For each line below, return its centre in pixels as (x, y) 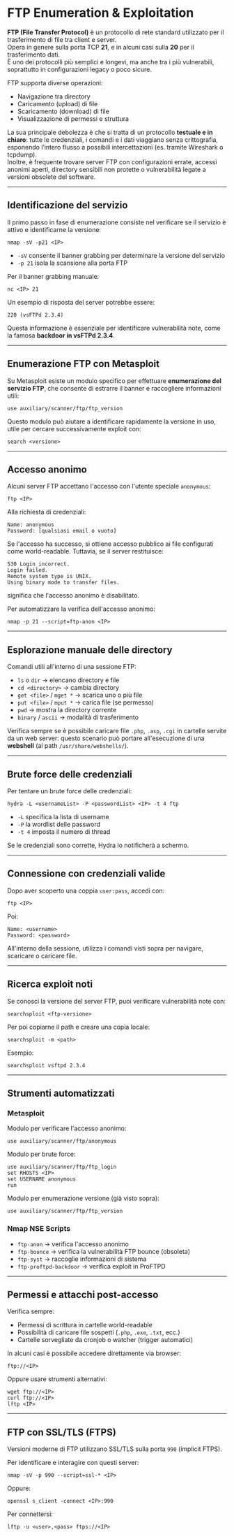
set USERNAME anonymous (42, 1179)
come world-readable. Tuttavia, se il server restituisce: (85, 551)
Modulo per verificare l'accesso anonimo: (67, 1128)
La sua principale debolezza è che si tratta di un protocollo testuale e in (110, 132)
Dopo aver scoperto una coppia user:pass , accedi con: (86, 890)
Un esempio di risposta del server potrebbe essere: (81, 302)
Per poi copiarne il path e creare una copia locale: (78, 1027)
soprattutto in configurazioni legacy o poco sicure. (79, 69)
